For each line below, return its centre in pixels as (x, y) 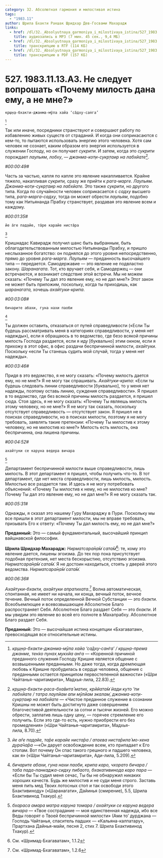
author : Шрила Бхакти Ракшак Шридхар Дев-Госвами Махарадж (66, 23)
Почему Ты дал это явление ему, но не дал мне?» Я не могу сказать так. (81, 494)
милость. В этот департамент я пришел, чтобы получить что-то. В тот (77, 473)
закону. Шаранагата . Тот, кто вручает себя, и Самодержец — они (73, 269)
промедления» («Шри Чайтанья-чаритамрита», (61, 725)
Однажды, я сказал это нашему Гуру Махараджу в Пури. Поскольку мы (80, 513)
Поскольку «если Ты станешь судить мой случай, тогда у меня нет (75, 351)
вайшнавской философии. (32, 538)
